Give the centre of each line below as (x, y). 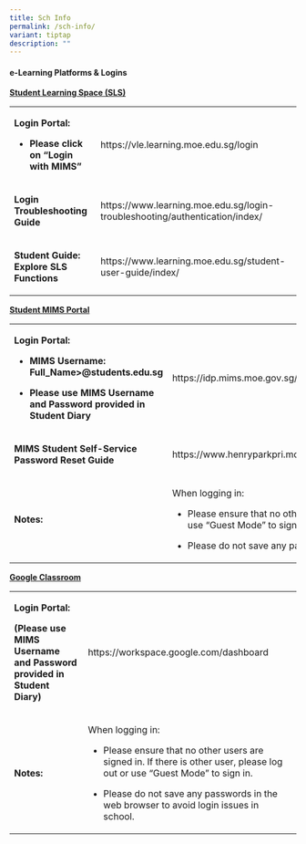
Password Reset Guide (64, 460)
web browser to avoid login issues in (181, 806)
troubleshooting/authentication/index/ (181, 217)
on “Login (51, 155)
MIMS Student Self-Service (76, 449)
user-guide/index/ (140, 273)
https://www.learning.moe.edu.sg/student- (193, 261)
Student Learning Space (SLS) (67, 93)
